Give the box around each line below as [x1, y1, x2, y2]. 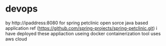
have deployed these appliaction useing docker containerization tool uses [5, 30, 161, 36]
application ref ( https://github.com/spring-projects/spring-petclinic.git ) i [5, 25, 157, 31]
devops [5, 3, 38, 15]
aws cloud [5, 36, 27, 42]
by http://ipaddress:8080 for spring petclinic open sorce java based [5, 20, 149, 26]
